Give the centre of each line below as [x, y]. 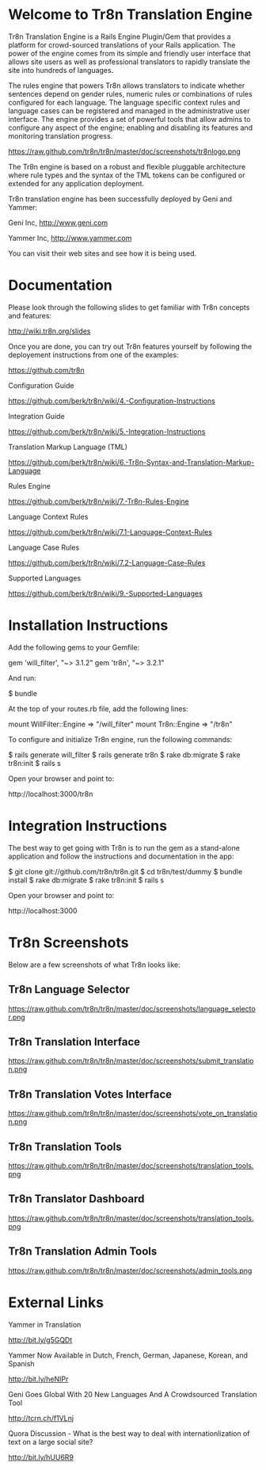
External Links [56, 1302]
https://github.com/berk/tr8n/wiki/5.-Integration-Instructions [107, 431]
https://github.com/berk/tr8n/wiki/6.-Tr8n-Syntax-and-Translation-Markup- [131, 462]
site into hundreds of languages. [61, 70]
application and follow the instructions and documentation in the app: [121, 856]
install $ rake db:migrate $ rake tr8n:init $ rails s [86, 880]
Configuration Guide [41, 385]
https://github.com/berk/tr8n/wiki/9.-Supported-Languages [106, 593]
